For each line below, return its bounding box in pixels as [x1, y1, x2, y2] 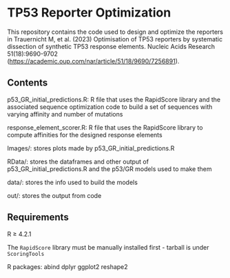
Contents [7, 77, 48, 89]
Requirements [7, 212, 69, 224]
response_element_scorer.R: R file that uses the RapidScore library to [7, 123, 203, 132]
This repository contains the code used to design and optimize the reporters [7, 28, 224, 36]
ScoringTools [7, 250, 45, 257]
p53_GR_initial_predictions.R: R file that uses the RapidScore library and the [7, 95, 221, 103]
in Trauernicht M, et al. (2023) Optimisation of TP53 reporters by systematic [7, 34, 223, 43]
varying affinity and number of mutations [7, 110, 123, 118]
